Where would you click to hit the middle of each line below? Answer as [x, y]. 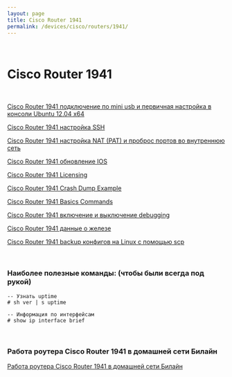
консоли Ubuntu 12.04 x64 [46, 114]
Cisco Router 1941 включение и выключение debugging [89, 215]
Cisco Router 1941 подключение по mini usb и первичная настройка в [109, 107]
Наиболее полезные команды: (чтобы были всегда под [106, 273]
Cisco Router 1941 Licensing [47, 175]
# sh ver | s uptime [37, 302]
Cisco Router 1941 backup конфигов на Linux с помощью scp [96, 242]
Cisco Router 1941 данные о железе [59, 228]
